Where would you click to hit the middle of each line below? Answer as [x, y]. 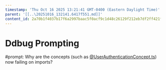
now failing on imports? [29, 62]
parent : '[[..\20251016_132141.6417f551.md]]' [54, 14]
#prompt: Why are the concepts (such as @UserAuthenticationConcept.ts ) [81, 57]
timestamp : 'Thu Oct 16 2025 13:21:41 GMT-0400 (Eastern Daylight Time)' [83, 10]
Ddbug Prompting [42, 43]
